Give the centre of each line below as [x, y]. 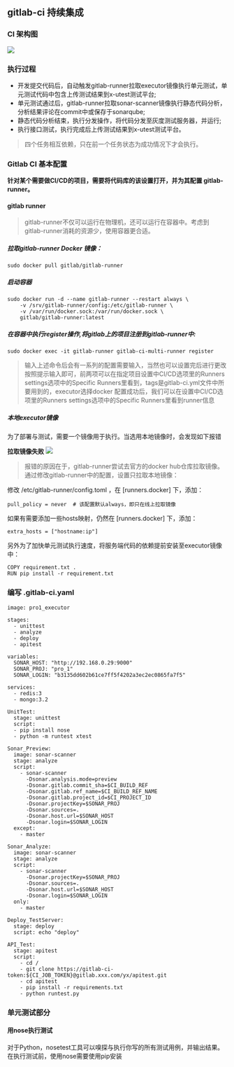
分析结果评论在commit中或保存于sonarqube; [81, 111]
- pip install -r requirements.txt [72, 987]
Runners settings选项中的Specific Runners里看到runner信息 [129, 400]
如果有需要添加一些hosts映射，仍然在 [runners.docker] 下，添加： [102, 518]
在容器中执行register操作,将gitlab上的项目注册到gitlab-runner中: [102, 334]
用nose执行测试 [30, 1031]
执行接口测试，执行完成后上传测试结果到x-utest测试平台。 [101, 129]
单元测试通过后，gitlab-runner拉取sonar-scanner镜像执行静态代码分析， [122, 103]
